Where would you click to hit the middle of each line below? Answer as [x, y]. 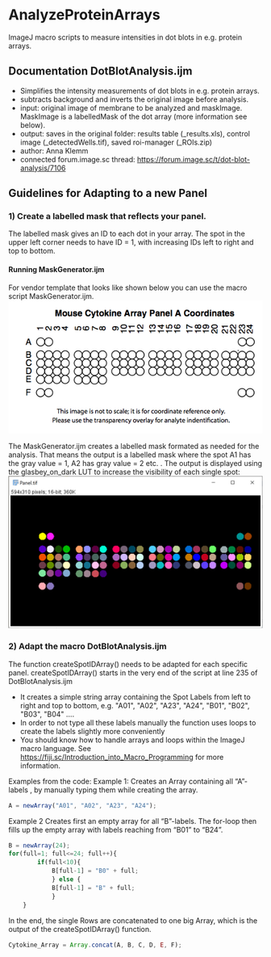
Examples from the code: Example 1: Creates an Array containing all [121, 781]
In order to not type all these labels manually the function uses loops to [138, 722]
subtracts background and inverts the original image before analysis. [134, 99]
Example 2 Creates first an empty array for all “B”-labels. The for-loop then [133, 821]
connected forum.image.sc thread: [77, 159]
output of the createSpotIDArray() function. [80, 929]
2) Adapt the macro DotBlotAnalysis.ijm [88, 646]
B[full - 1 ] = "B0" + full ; [95, 871]
